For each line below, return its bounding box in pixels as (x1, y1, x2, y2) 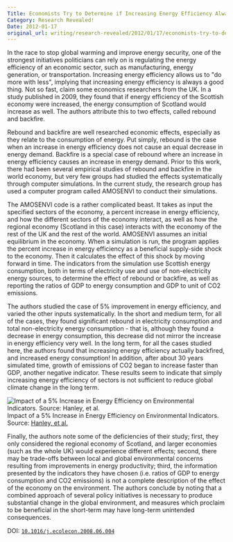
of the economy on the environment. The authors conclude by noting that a (7, 484, 222, 492)
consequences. (7, 514, 52, 522)
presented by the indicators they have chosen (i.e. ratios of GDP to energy (7, 469, 220, 478)
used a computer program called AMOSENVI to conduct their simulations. (7, 187, 218, 195)
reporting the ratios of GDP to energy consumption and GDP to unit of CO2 (7, 281, 221, 290)
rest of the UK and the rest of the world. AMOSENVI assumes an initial (7, 230, 207, 238)
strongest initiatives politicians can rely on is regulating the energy (7, 56, 196, 64)
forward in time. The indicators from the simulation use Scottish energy (7, 259, 211, 268)
